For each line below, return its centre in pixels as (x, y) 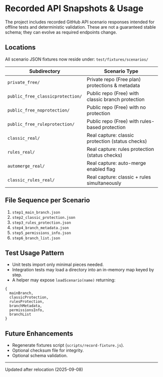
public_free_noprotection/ (39, 110)
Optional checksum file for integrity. (48, 350)
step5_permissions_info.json (41, 233)
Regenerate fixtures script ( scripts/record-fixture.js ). (68, 345)
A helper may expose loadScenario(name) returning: (64, 280)
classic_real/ (24, 138)
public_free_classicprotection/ (45, 96)
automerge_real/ (26, 166)
